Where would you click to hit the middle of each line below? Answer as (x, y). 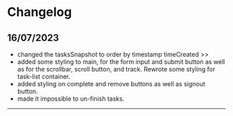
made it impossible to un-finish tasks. (71, 99)
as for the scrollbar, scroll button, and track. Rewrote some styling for (116, 69)
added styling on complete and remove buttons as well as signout (111, 84)
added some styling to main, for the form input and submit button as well (121, 62)
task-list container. (44, 76)
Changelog (40, 12)
